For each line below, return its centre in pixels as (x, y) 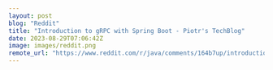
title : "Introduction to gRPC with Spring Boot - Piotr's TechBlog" (127, 31)
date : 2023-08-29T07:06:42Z (56, 38)
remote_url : (28, 53)
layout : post (30, 16)
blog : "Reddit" (34, 23)
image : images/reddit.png (52, 46)
